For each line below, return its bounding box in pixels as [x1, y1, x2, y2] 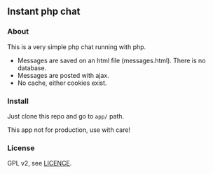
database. [17, 63, 47, 72]
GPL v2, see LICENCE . [7, 159, 72, 168]
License [7, 143, 35, 153]
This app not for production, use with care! [7, 126, 131, 134]
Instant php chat [7, 6, 81, 18]
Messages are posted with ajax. [17, 71, 110, 79]
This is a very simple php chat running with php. [7, 42, 146, 51]
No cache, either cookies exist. [17, 79, 107, 87]
